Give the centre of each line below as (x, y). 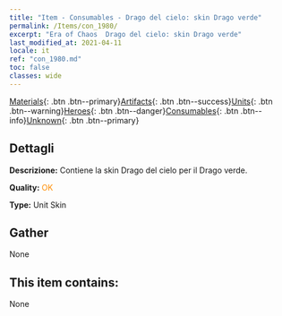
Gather (29, 232)
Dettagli (32, 149)
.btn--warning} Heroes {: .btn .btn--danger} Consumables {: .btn (124, 111)
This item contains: (64, 282)
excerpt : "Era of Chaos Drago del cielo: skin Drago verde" (126, 34)
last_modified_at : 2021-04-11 (66, 43)
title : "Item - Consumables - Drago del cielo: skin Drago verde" (136, 17)
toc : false (30, 68)
